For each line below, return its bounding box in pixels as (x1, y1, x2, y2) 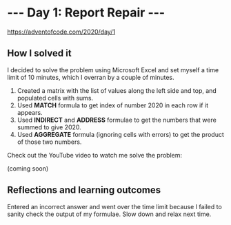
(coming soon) (7, 164, 49, 173)
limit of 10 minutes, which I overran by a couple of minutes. (7, 73, 174, 81)
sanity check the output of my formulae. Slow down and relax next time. (7, 210, 212, 218)
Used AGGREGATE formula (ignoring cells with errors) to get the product (17, 130, 224, 138)
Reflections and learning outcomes (7, 184, 161, 196)
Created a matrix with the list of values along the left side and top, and (17, 86, 217, 94)
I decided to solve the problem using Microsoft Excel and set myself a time (7, 65, 219, 74)
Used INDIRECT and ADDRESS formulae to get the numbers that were (17, 116, 217, 124)
